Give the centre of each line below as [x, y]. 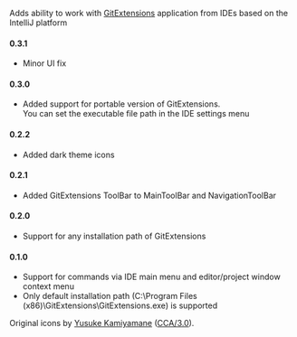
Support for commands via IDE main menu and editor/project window [151, 277]
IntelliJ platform [38, 23]
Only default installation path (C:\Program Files [110, 296]
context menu [48, 286]
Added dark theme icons [68, 154]
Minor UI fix [44, 63]
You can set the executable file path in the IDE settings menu [136, 114]
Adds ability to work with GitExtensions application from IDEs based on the [148, 13]
